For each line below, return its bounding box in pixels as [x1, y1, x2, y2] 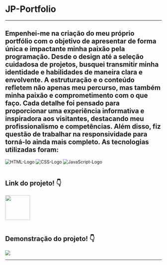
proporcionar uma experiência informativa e [5, 107, 145, 115]
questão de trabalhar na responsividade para [5, 130, 148, 138]
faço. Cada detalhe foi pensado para [5, 99, 120, 108]
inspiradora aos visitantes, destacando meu [5, 115, 144, 123]
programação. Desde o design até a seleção [5, 53, 144, 61]
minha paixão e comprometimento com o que [5, 91, 148, 100]
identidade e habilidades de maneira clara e [5, 68, 143, 76]
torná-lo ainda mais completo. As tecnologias [5, 138, 149, 146]
